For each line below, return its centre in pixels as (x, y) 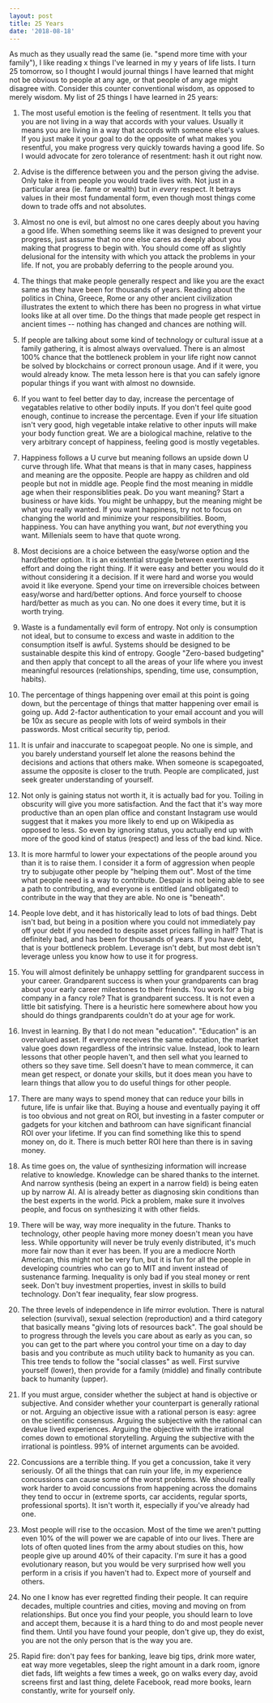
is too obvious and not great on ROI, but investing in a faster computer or (142, 1116)
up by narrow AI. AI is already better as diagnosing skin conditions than (140, 1192)
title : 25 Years (36, 24)
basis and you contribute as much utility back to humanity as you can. (138, 1353)
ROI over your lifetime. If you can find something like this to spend (131, 1133)
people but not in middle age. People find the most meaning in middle (137, 483)
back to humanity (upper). (64, 1379)
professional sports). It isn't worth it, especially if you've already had (135, 1506)
